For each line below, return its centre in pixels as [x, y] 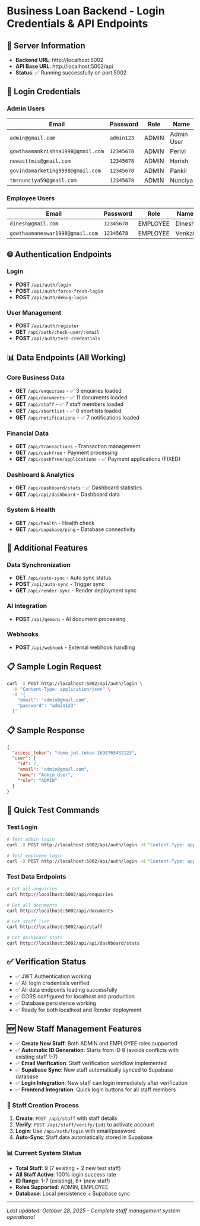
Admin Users [26, 108]
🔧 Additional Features [47, 547]
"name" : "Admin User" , [45, 775]
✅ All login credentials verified [52, 983]
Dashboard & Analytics [41, 474]
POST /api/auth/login [43, 284]
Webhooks [23, 634]
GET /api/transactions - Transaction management [78, 446]
